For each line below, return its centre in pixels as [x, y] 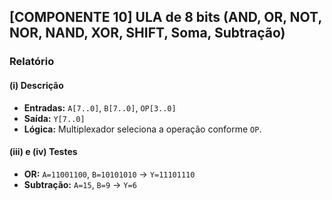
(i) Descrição [36, 85]
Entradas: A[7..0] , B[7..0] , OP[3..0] [100, 107]
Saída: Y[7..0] [54, 118]
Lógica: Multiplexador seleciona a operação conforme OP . [142, 129]
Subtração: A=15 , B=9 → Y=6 [80, 184]
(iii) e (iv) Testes [43, 152]
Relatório [32, 62]
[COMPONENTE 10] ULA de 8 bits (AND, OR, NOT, [165, 17]
